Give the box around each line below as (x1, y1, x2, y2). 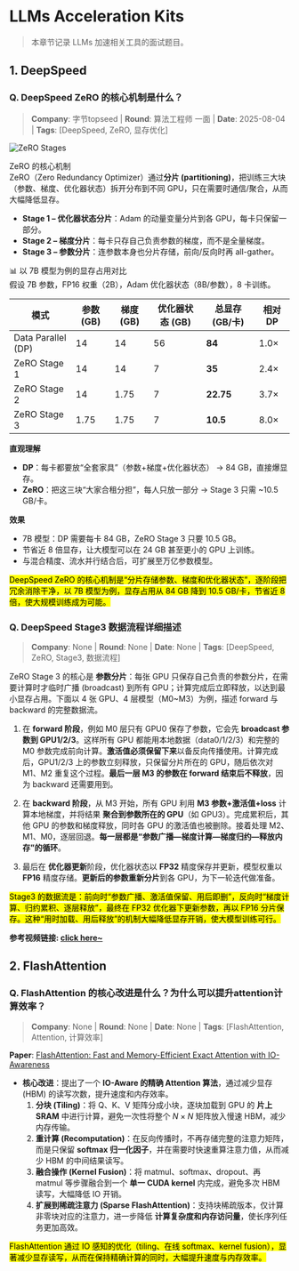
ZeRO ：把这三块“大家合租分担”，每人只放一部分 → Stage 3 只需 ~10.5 (21, 484, 279, 495)
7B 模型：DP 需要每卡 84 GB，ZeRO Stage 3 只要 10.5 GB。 (21, 533, 242, 543)
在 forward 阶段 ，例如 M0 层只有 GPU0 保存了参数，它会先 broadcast (21, 723, 280, 734)
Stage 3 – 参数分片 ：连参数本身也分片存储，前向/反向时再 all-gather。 (21, 246, 279, 257)
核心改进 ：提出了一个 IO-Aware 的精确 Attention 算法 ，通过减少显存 (21, 1077, 273, 1088)
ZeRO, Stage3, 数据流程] (30, 652, 121, 663)
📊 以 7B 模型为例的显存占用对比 (9, 265, 127, 276)
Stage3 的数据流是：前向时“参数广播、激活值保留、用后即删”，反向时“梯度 (9, 891, 282, 902)
